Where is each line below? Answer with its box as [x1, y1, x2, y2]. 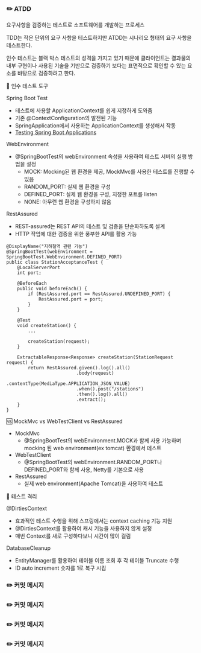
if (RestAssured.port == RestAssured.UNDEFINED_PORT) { [28, 291, 171, 297]
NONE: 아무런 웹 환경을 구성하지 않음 [23, 198, 111, 206]
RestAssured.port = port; [38, 296, 104, 302]
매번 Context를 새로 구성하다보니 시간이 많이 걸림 [14, 532, 131, 540]
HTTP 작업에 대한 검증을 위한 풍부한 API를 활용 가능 [14, 231, 137, 238]
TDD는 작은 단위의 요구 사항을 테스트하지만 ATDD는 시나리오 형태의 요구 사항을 [6, 34, 192, 42]
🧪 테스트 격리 [6, 493, 37, 500]
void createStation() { [17, 323, 77, 329]
